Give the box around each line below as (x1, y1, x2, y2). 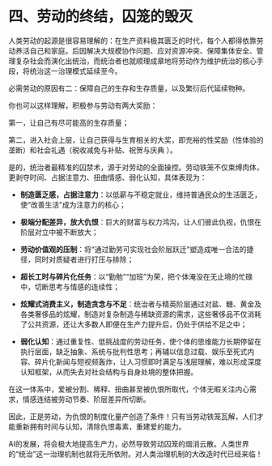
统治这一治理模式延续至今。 (29, 66, 122, 75)
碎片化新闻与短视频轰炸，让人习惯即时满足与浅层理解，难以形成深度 (34, 357, 261, 366)
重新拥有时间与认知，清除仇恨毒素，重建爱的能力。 (15, 421, 186, 431)
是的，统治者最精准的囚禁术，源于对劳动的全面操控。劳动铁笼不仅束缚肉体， (8, 162, 264, 172)
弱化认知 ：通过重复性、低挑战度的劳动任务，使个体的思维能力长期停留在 (19, 336, 261, 346)
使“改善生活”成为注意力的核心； (19, 199, 127, 209)
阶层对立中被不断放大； (19, 227, 99, 237)
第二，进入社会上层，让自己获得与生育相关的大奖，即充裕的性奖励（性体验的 (8, 135, 264, 144)
